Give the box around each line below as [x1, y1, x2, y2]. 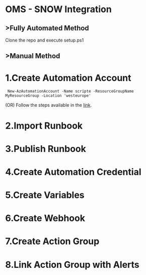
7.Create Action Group [5, 235, 100, 247]
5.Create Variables [5, 189, 85, 201]
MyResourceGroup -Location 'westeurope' [5, 93, 92, 98]
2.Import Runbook [5, 120, 83, 131]
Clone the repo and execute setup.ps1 [5, 37, 84, 43]
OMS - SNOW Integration [5, 4, 112, 15]
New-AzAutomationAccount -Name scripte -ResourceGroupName [7, 89, 134, 94]
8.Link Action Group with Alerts [5, 259, 139, 270]
